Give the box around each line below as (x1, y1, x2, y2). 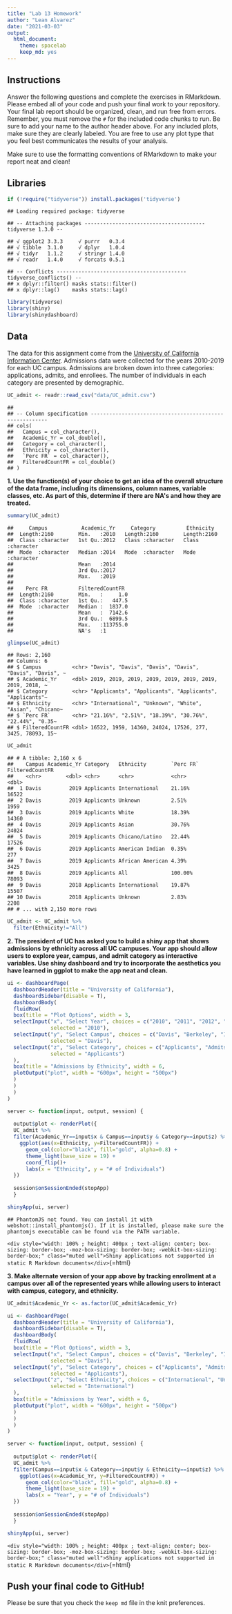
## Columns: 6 (7, 657, 48, 665)
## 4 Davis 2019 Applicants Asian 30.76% (7, 821, 190, 829)
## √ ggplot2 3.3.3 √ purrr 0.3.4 (7, 238, 126, 245)
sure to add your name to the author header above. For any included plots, (7, 122, 219, 130)
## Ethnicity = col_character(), (7, 446, 110, 453)
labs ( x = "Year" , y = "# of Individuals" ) (25, 1492, 150, 1499)
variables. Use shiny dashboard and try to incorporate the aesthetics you (7, 959, 221, 968)
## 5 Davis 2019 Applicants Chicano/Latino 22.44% (7, 834, 190, 840)
